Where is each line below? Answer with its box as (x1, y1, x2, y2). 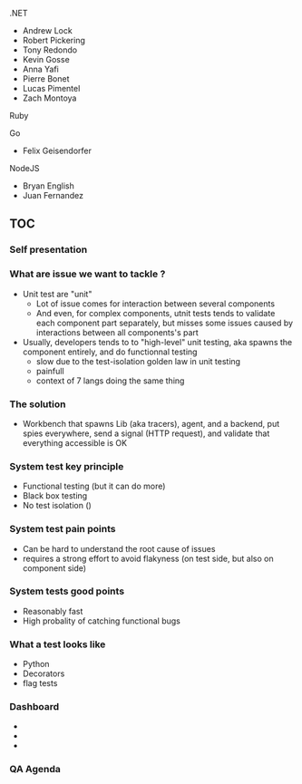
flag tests (22, 678, 58, 689)
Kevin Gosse (22, 54, 70, 64)
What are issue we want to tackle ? (9, 267, 166, 280)
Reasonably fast (22, 605, 83, 616)
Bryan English (22, 180, 75, 191)
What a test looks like (9, 638, 106, 651)
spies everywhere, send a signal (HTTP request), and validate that (22, 428, 270, 439)
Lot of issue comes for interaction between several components (35, 298, 275, 309)
